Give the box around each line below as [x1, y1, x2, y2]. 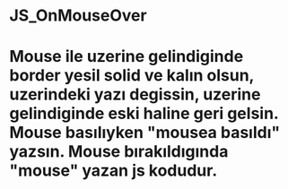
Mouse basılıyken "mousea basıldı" [9, 123, 281, 143]
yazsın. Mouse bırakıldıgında [9, 142, 229, 162]
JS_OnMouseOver [9, 5, 147, 26]
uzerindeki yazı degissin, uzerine [9, 84, 261, 105]
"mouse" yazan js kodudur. [9, 160, 218, 181]
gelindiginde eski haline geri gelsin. [9, 104, 279, 124]
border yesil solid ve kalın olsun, [9, 65, 254, 86]
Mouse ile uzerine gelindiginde [9, 47, 244, 67]
